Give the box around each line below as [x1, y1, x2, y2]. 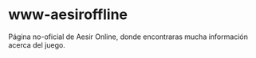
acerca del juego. [8, 40, 65, 49]
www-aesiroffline [8, 6, 128, 24]
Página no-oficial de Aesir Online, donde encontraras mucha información [8, 32, 249, 41]
